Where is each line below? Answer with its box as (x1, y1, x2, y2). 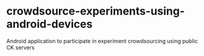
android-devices (6, 17, 93, 31)
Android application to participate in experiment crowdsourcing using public (6, 37, 198, 44)
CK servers (6, 44, 35, 51)
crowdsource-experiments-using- (6, 4, 185, 18)
